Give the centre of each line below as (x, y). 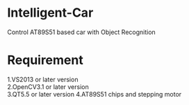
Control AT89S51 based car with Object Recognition (82, 32)
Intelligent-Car (50, 13)
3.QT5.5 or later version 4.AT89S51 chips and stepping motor (94, 94)
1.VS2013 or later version (43, 79)
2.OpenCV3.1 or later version (48, 87)
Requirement (45, 60)
